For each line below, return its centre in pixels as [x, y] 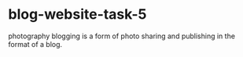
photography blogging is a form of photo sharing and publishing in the [122, 36]
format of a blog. [35, 44]
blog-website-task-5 [77, 14]
